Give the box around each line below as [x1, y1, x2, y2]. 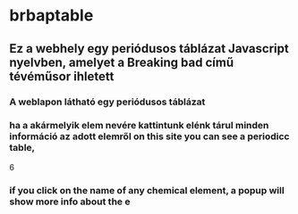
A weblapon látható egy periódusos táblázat [9, 95, 206, 108]
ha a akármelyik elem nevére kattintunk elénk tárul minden [9, 119, 269, 132]
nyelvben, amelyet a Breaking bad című [9, 54, 234, 70]
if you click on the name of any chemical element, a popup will [9, 184, 285, 196]
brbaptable [9, 5, 94, 26]
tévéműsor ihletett [9, 69, 115, 84]
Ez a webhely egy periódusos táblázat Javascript [9, 41, 289, 56]
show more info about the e [9, 195, 131, 208]
